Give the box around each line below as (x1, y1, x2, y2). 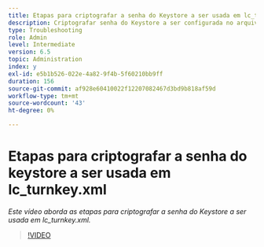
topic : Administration (8, 56, 82, 64)
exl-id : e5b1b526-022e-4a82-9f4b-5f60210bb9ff (8, 70, 163, 78)
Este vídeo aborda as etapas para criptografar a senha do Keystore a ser (8, 206, 247, 216)
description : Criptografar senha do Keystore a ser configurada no (8, 19, 234, 27)
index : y (8, 63, 37, 71)
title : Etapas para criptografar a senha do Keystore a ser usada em (8, 11, 241, 20)
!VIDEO (27, 230, 51, 240)
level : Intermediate (8, 41, 76, 49)
